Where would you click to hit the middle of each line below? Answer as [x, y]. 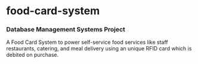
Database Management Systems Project [66, 30]
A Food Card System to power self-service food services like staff [87, 42]
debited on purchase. [33, 55]
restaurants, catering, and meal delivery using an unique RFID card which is [99, 49]
